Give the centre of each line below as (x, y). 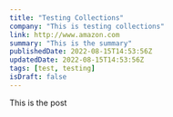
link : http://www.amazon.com (65, 34)
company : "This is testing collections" (87, 26)
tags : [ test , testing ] (52, 69)
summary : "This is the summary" (71, 43)
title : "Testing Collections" (67, 18)
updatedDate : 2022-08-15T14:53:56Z (77, 60)
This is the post (38, 102)
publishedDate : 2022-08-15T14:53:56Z (81, 52)
